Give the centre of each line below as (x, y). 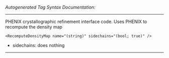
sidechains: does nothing (38, 45)
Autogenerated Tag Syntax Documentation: (50, 7)
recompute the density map (34, 27)
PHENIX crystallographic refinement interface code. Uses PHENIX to (76, 21)
